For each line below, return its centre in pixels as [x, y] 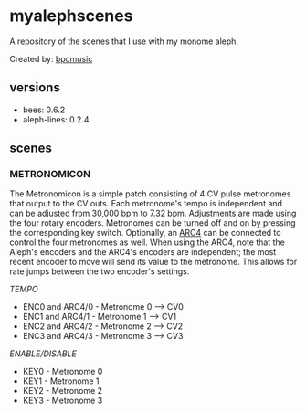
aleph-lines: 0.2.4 [56, 119]
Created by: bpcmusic [51, 58]
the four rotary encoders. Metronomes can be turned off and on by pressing [153, 223]
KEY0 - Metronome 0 [63, 372]
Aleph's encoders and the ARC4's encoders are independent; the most [143, 252]
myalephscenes [71, 16]
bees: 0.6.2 [44, 110]
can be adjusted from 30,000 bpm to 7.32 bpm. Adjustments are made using [153, 213]
